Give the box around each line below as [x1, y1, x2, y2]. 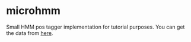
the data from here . [6, 29, 53, 36]
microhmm [6, 4, 61, 17]
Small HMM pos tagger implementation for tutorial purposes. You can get [6, 23, 185, 30]
